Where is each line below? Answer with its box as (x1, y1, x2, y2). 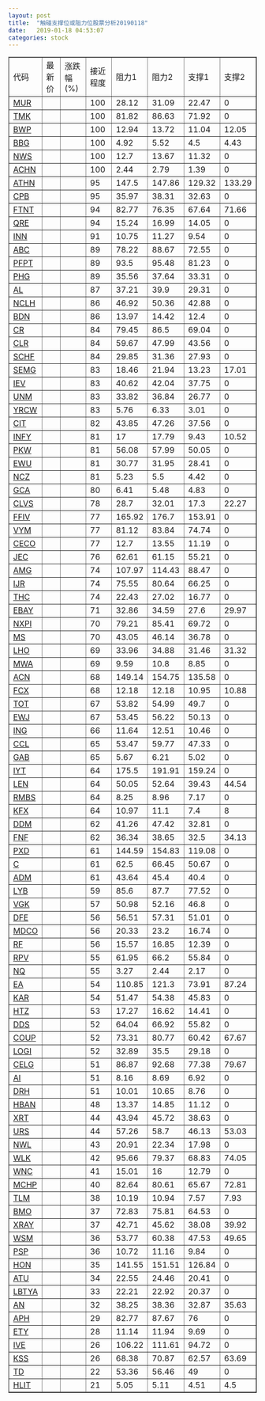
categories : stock (8, 33, 69, 42)
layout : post (8, 11, 51, 20)
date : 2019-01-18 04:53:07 (8, 26, 104, 34)
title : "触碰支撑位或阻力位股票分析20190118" (8, 19, 148, 27)
